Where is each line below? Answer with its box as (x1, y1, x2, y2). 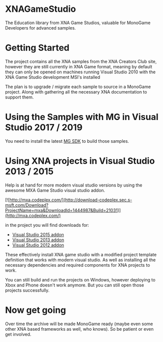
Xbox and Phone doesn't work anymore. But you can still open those (5, 282, 144, 288)
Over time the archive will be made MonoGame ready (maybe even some (5, 321, 153, 327)
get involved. (5, 331, 32, 337)
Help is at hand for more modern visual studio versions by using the (5, 182, 143, 188)
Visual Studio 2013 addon (12, 237, 65, 243)
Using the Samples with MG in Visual (5, 112, 159, 123)
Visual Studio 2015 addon (12, 231, 64, 237)
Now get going (5, 304, 66, 315)
